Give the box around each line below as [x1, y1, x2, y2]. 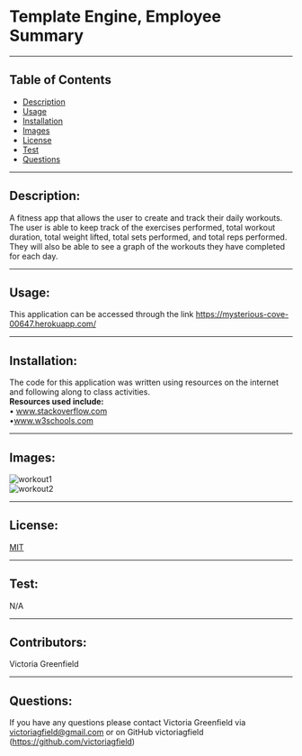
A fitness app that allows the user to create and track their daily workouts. [9, 212, 283, 223]
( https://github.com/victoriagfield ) [9, 736, 136, 747]
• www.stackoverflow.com [9, 405, 108, 416]
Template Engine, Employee [9, 6, 222, 27]
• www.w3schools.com [9, 415, 94, 426]
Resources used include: [9, 396, 104, 407]
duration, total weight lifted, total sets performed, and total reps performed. [9, 232, 288, 242]
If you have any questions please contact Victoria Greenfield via [9, 717, 246, 728]
